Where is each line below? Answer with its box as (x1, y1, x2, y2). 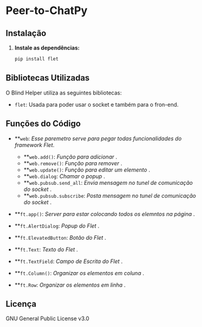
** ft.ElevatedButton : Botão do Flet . (14, 234, 106, 241)
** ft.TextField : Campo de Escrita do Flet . (14, 257, 123, 265)
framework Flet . (14, 141, 55, 148)
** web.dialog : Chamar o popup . (23, 172, 106, 180)
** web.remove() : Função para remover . (23, 159, 123, 167)
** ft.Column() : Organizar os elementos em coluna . (14, 269, 144, 276)
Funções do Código (5, 118, 81, 129)
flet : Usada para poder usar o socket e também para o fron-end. (14, 101, 179, 108)
